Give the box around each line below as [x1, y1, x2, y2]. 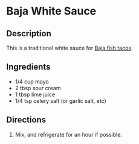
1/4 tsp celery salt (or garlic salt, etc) [15, 97, 107, 104]
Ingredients [6, 62, 51, 72]
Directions [6, 115, 47, 125]
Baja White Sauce [6, 4, 97, 18]
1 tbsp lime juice [15, 91, 56, 98]
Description [6, 28, 51, 39]
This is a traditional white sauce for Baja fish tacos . [6, 44, 133, 51]
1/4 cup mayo [15, 77, 50, 85]
